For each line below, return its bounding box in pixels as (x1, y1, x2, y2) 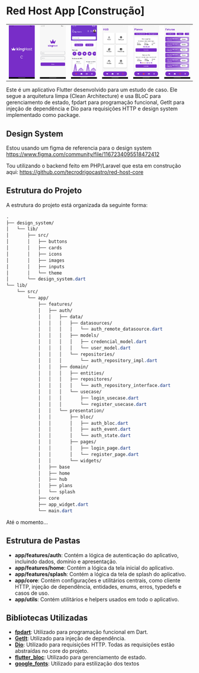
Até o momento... (6, 518, 49, 526)
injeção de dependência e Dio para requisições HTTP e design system (6, 105, 178, 112)
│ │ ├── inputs (6, 264, 65, 269)
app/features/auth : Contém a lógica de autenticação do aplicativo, (14, 551, 179, 558)
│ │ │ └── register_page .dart (37, 451, 139, 458)
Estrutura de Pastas (6, 536, 81, 546)
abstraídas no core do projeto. (14, 647, 89, 655)
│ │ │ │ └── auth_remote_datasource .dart (37, 326, 163, 332)
